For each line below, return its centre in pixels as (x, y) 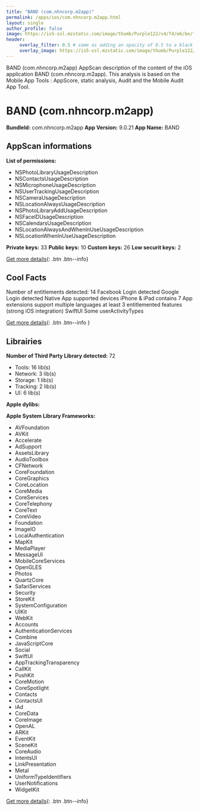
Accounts (26, 625)
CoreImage (29, 720)
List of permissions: (31, 161)
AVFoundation (32, 427)
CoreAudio (28, 751)
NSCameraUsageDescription (50, 197)
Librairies (24, 341)
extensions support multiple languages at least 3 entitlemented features (94, 305)
